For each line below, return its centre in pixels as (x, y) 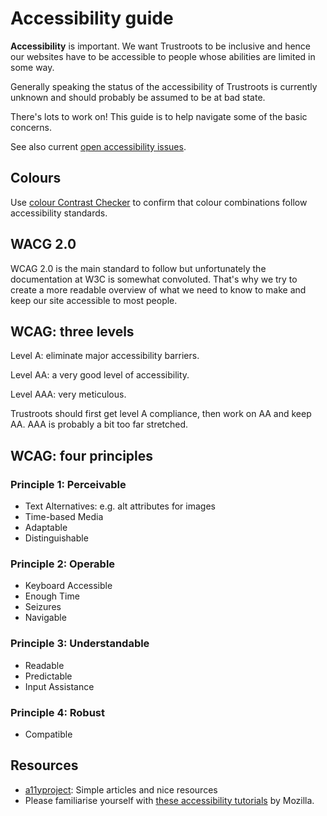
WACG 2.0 (43, 244)
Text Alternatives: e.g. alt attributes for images (120, 506)
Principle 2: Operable (63, 564)
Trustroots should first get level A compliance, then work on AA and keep (161, 414)
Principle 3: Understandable (80, 644)
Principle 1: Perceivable (68, 484)
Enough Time (52, 596)
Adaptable (46, 528)
